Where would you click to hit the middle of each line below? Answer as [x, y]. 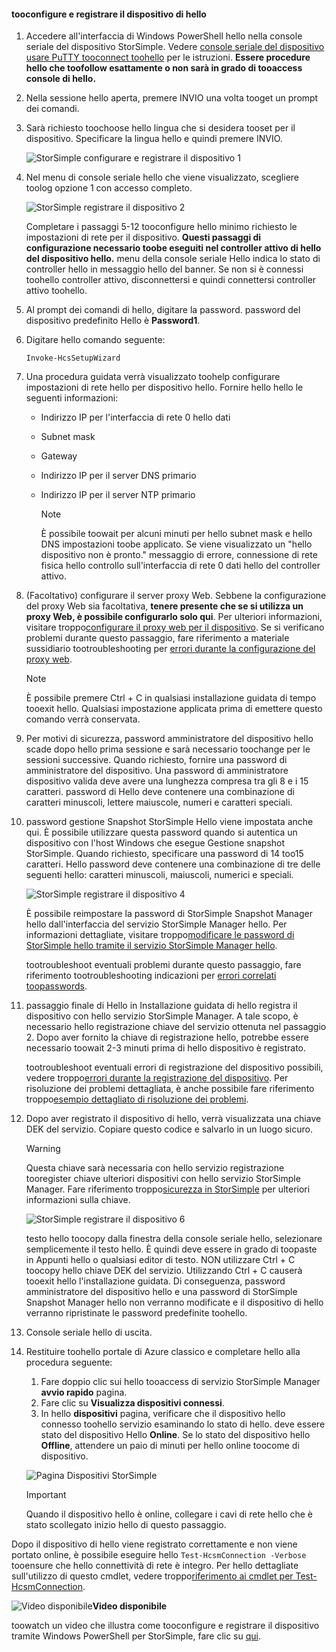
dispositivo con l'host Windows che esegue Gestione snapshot [155, 843]
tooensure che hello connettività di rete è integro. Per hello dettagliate [155, 1566]
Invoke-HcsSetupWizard [73, 358]
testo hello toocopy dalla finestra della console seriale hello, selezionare [174, 1239]
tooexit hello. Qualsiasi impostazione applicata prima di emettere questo [174, 709]
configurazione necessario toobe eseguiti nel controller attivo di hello [173, 248]
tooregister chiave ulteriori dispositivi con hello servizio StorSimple [163, 1179]
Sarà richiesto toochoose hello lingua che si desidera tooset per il [160, 128]
